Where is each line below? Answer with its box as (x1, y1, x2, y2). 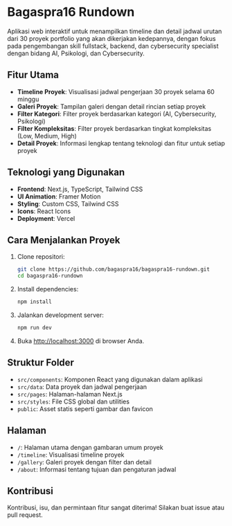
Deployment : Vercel (17, 214, 75, 222)
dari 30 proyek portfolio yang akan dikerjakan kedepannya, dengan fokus (7, 34, 216, 42)
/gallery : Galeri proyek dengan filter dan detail (17, 457, 152, 466)
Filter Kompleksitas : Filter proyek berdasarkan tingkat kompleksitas (17, 124, 212, 132)
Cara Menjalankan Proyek (7, 234, 121, 246)
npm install (17, 298, 52, 305)
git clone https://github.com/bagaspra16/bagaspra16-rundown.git (17, 266, 210, 273)
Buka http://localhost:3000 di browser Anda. (17, 336, 145, 345)
